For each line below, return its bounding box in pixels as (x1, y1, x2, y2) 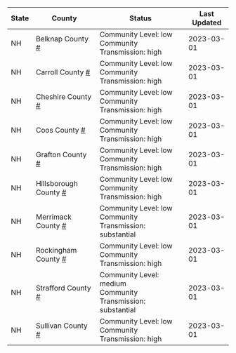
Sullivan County (35, 321, 88, 331)
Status (129, 13, 152, 23)
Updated (192, 18, 222, 27)
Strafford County (35, 284, 91, 293)
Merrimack (35, 212, 72, 222)
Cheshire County (35, 92, 92, 101)
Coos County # (35, 126, 86, 135)
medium (99, 279, 126, 288)
